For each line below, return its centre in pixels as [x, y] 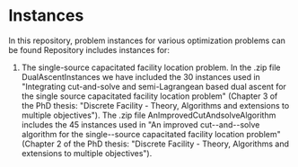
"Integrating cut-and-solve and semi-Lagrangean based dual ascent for [153, 86]
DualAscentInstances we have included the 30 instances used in [141, 76]
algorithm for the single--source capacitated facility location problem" [151, 134]
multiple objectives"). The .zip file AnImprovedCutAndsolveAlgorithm [149, 115]
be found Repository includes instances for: [89, 49]
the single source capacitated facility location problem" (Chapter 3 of [149, 96]
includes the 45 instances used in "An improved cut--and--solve [140, 124]
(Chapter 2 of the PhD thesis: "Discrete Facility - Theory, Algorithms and [155, 144]
